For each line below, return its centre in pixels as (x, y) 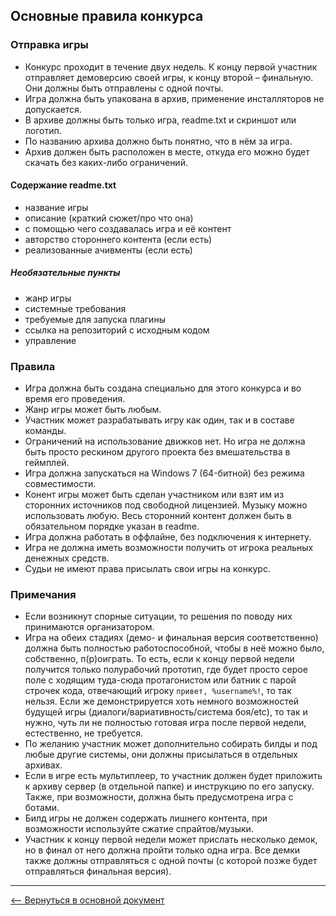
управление (50, 340)
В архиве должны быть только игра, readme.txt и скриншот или (160, 120)
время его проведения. (75, 399)
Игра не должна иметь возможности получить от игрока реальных (169, 548)
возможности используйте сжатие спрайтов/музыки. (139, 829)
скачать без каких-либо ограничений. (106, 162)
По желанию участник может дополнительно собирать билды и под (171, 744)
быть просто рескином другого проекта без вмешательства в (157, 452)
